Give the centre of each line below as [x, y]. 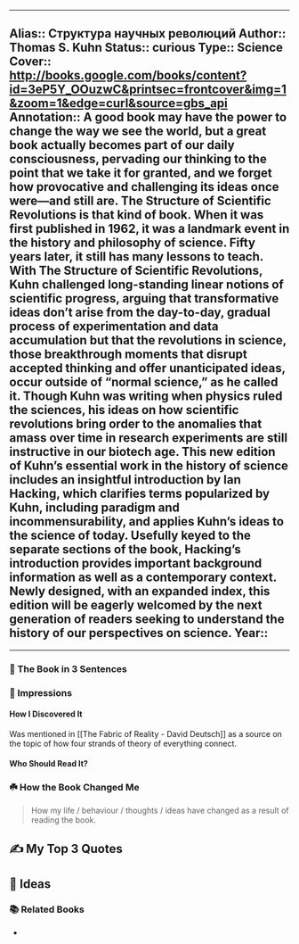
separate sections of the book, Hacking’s [125, 550]
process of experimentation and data [114, 327]
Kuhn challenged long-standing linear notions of [147, 285]
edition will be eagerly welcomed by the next [136, 605]
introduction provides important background [136, 563]
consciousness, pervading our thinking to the [138, 159]
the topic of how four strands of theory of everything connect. [123, 743]
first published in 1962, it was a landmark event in [149, 229]
